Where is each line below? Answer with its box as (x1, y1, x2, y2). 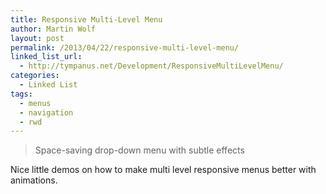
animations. (10, 174, 58, 186)
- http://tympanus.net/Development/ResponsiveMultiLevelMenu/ (19, 61, 284, 71)
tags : (10, 89, 33, 99)
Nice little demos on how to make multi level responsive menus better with (10, 164, 317, 176)
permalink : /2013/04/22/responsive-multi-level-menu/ (10, 42, 240, 53)
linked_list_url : (10, 52, 83, 62)
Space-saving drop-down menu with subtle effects (34, 144, 245, 156)
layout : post (10, 33, 65, 43)
